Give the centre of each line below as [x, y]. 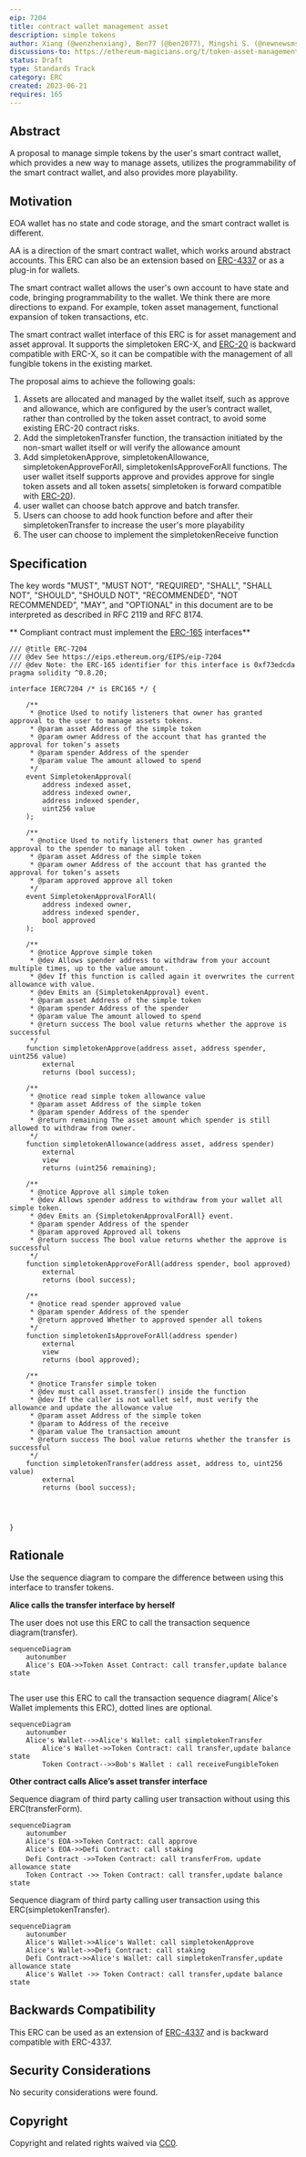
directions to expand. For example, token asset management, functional [144, 308]
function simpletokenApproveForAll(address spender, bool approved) [158, 1264]
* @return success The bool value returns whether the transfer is [160, 1440]
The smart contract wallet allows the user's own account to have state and [149, 288]
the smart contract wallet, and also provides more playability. [124, 173]
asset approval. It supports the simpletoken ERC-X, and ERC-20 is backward [153, 344]
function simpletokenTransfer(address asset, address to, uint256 [154, 1463]
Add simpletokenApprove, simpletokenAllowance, [116, 457]
